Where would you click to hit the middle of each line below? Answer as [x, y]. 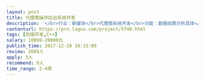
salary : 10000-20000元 [34, 40]
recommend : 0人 [25, 63]
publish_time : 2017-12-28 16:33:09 [52, 46]
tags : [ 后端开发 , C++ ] [32, 35]
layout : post [23, 12]
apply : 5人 [20, 57]
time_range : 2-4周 [29, 69]
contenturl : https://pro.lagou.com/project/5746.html [76, 29]
